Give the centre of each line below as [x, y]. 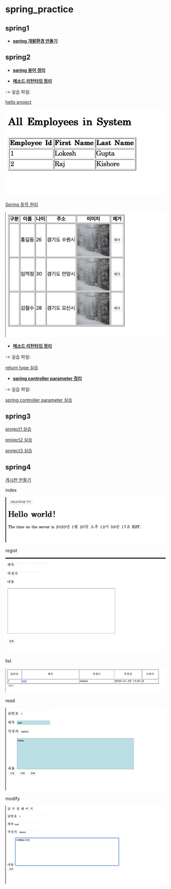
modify [13, 799]
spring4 [18, 467]
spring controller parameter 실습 [39, 400]
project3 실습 [19, 451]
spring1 [17, 28]
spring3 [18, 416]
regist [11, 551]
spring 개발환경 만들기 [35, 41]
